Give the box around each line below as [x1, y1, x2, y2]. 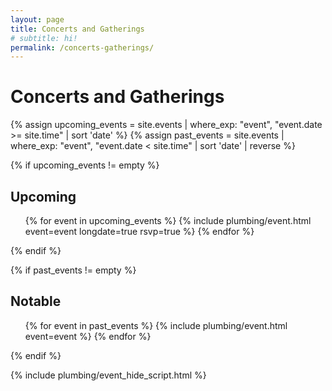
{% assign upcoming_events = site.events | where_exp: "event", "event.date [10, 119, 323, 131]
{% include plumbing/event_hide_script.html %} [10, 369, 207, 381]
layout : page [10, 14, 65, 25]
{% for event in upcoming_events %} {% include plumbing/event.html [24, 215, 312, 226]
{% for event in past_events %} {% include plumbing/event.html [24, 319, 288, 331]
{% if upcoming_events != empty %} [10, 159, 160, 171]
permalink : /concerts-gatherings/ [10, 42, 155, 53]
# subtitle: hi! [10, 33, 78, 43]
